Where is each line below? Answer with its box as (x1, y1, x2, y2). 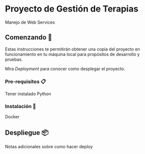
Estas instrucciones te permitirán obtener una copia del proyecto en (5, 46, 140, 52)
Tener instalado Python (5, 91, 52, 97)
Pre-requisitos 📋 (5, 78, 46, 85)
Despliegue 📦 (5, 128, 49, 137)
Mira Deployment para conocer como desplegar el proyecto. (5, 66, 126, 71)
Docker (5, 114, 20, 120)
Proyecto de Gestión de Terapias (5, 3, 139, 14)
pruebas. (5, 56, 23, 62)
